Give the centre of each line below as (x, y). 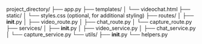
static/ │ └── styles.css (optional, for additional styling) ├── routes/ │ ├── (100, 15)
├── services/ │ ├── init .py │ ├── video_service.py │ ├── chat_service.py (101, 28)
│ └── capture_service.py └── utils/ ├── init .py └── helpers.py (87, 34)
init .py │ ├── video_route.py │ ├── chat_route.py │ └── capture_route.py (99, 22)
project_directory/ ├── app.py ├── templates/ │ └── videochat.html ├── (98, 9)
